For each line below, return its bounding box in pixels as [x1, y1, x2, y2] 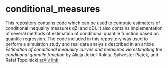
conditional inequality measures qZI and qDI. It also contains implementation [5, 25, 163, 31]
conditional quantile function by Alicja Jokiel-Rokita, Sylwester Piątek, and [5, 51, 159, 58]
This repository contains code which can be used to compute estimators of [5, 20, 160, 26]
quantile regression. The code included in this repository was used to [5, 36, 148, 42]
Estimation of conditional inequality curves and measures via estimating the [5, 46, 163, 52]
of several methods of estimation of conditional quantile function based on [5, 30, 159, 36]
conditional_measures [5, 3, 100, 15]
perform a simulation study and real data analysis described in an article [5, 41, 154, 47]
